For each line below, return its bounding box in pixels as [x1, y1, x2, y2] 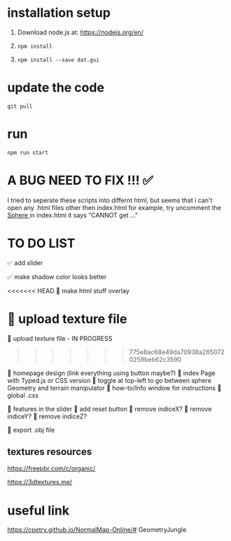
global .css [7, 391, 39, 400]
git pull [7, 103, 33, 110]
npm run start [7, 149, 49, 156]
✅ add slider [7, 258, 43, 267]
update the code [7, 80, 105, 96]
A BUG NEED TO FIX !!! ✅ [7, 173, 153, 188]
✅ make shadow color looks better [7, 272, 107, 281]
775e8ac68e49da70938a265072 [129, 348, 225, 356]
